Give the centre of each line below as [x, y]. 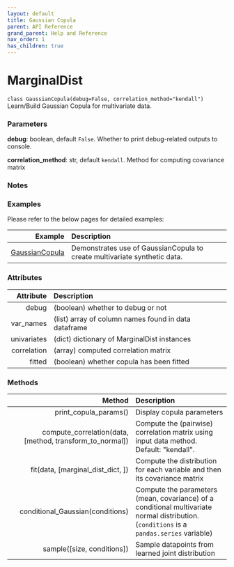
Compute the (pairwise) [174, 424]
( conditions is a [161, 525]
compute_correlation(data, [85, 433]
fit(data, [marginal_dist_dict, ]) [79, 469]
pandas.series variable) [174, 534]
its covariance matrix [170, 479]
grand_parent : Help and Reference [57, 33]
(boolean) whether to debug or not [110, 307]
